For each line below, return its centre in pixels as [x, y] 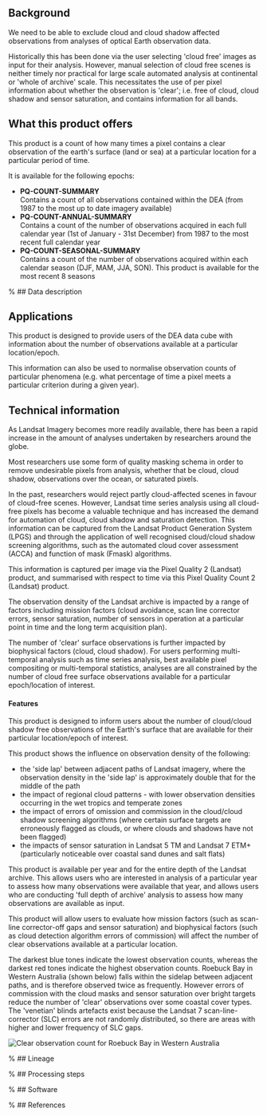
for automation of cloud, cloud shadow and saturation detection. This [122, 520]
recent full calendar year [60, 242]
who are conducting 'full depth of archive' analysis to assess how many [126, 895]
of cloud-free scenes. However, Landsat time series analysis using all [122, 503]
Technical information [64, 410]
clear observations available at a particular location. [93, 944]
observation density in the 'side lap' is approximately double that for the [138, 777]
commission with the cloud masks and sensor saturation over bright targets [132, 994]
